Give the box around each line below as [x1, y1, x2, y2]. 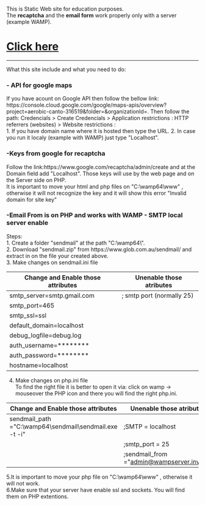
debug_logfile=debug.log [9, 331, 82, 340]
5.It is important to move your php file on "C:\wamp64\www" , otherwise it [6, 473, 193, 480]
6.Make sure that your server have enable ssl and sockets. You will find [6, 486, 185, 493]
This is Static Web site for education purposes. [6, 6, 124, 12]
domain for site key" [6, 196, 57, 203]
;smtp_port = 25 [123, 439, 170, 448]
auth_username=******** [9, 341, 90, 349]
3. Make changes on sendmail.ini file [6, 259, 98, 266]
